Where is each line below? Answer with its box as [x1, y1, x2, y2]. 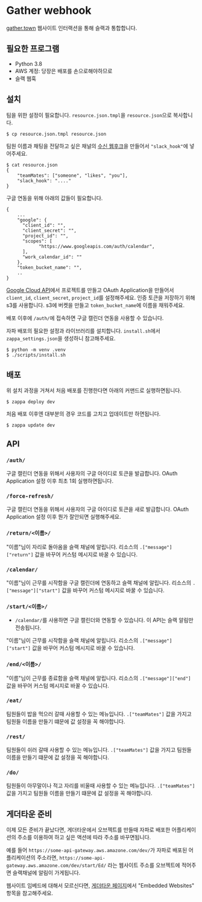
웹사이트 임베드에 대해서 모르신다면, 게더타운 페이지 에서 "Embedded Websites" [6, 882, 195, 889]
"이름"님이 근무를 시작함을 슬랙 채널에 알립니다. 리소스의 [6, 637, 139, 644]
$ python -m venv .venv [6, 346, 66, 353]
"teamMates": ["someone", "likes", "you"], [17, 173, 128, 179]
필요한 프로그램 [6, 43, 60, 54]
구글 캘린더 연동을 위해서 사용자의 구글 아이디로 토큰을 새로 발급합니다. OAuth [6, 506, 189, 513]
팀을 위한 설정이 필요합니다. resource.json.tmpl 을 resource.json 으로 [6, 111, 172, 118]
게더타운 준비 [6, 809, 52, 819]
